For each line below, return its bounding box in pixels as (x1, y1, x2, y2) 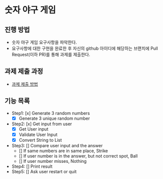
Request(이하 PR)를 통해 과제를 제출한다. (11, 52, 91, 57)
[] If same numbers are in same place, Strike (19, 148, 108, 154)
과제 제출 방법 (11, 81, 38, 87)
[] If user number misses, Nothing (19, 158, 87, 164)
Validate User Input (19, 132, 58, 137)
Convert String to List (19, 137, 62, 143)
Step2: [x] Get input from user (11, 121, 72, 127)
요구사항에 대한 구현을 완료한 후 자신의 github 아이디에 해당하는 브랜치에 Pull (11, 45, 158, 51)
